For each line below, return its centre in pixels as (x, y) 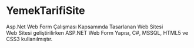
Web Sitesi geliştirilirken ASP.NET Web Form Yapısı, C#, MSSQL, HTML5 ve (97, 32)
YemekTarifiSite (46, 11)
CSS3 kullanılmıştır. (29, 39)
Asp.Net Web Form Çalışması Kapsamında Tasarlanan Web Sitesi (85, 27)
